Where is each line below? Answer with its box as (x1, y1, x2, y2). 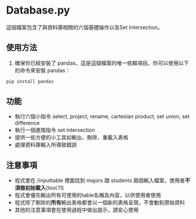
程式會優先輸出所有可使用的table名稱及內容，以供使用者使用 (14, 192, 161, 199)
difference (14, 120, 40, 127)
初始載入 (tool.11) (25, 184, 64, 191)
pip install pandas (6, 78, 54, 84)
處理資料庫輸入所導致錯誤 (14, 141, 77, 148)
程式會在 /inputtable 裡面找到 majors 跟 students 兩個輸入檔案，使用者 (14, 177, 185, 184)
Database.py (6, 4, 71, 17)
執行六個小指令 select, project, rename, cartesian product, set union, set (14, 113, 190, 120)
